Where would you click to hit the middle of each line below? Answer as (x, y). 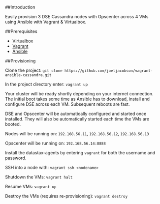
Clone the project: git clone (34, 70)
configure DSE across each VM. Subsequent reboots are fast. (67, 104)
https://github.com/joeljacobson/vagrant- (109, 71)
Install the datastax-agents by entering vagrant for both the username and (80, 153)
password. (16, 158)
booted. (13, 124)
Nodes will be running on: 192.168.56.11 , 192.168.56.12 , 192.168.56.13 (77, 134)
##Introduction (20, 7)
